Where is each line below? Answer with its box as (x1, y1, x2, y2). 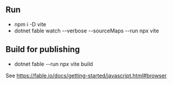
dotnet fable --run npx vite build (14, 60, 93, 68)
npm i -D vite (14, 20, 47, 28)
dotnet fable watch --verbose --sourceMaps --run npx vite (14, 27, 159, 34)
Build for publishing (5, 44, 80, 54)
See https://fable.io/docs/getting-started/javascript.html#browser (5, 72, 167, 79)
